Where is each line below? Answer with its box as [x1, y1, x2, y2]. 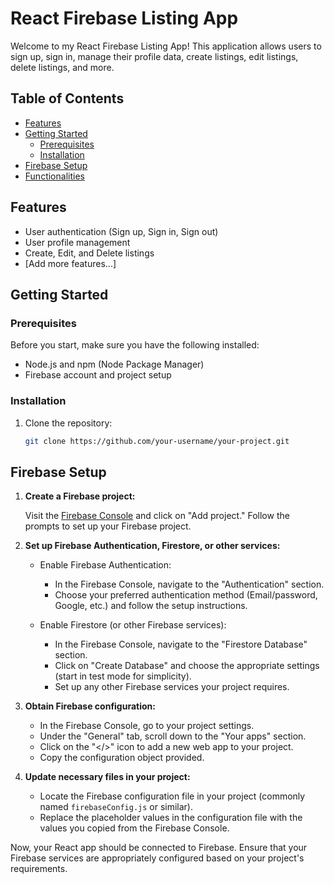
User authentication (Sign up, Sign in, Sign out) [24, 225, 219, 237]
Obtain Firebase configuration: [24, 700, 156, 712]
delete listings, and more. [10, 61, 115, 73]
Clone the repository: [24, 417, 113, 429]
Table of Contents [10, 90, 125, 107]
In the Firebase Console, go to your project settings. [39, 720, 255, 732]
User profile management [24, 236, 131, 248]
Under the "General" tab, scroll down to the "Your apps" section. [39, 730, 307, 742]
